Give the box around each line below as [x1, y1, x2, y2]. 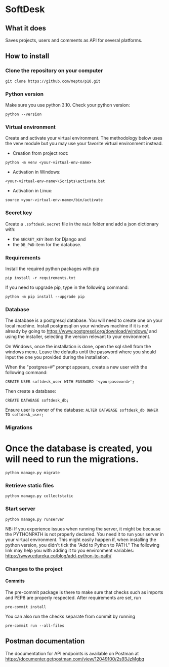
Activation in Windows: [12, 169, 61, 175]
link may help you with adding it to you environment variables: [5, 547, 134, 553]
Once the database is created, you [5, 443, 153, 454]
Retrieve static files [5, 482, 54, 489]
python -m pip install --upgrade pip [5, 294, 85, 299]
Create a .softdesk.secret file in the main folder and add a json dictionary [5, 221, 159, 227]
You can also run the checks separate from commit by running [5, 613, 136, 619]
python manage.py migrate [5, 471, 60, 476]
